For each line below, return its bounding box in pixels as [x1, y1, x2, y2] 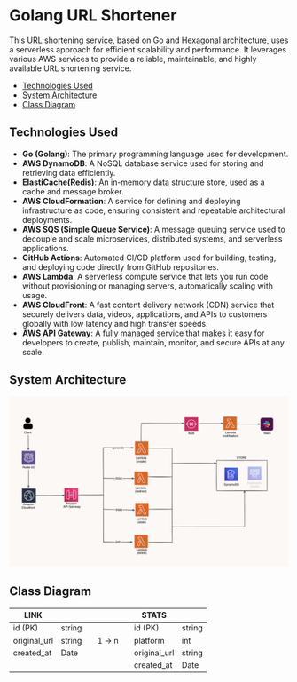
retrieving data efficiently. [21, 167, 116, 178]
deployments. [21, 214, 73, 225]
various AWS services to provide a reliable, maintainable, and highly [9, 53, 257, 64]
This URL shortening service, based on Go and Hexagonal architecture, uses [9, 35, 289, 45]
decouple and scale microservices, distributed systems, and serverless [21, 233, 283, 244]
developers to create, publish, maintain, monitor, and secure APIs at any [21, 337, 285, 347]
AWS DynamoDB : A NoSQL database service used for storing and [21, 157, 264, 169]
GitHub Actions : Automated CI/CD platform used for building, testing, [21, 252, 277, 263]
